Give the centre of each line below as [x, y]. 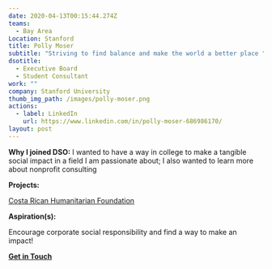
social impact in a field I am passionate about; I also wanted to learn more [131, 160]
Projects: [24, 185]
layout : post [30, 129]
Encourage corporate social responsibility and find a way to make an [123, 232]
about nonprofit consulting [53, 169]
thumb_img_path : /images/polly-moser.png [79, 99]
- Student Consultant [52, 76]
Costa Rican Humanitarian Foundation [72, 200]
